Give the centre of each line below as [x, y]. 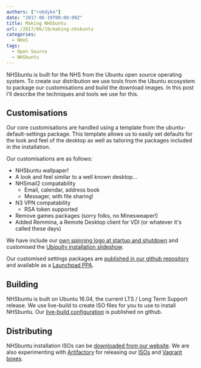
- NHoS [20, 40]
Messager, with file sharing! [59, 196]
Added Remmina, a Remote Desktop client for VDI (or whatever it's [98, 222]
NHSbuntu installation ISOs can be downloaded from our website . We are [98, 346]
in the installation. [28, 147]
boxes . [15, 359]
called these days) [38, 229]
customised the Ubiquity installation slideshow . [65, 247]
